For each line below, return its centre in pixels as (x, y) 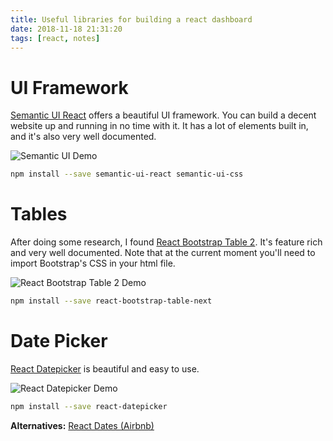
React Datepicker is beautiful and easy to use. (105, 368)
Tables (39, 214)
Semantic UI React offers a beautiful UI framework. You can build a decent (163, 115)
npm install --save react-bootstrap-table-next (111, 301)
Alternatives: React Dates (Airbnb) (82, 425)
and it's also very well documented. (83, 137)
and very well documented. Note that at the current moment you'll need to (163, 253)
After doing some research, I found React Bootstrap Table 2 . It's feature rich (166, 242)
